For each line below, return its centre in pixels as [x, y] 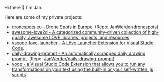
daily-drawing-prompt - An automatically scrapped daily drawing [79, 53]
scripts [19, 74]
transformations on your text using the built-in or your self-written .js [82, 69]
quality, [19, 38]
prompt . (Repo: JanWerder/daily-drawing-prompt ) [63, 59]
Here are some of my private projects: [44, 17]
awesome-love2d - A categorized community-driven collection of [79, 32]
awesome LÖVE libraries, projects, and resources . [79, 38]
